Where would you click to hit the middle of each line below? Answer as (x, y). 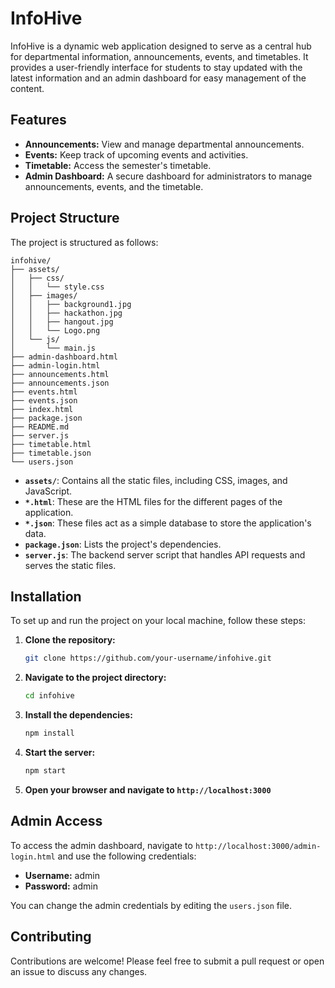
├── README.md (40, 427)
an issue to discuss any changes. (79, 971)
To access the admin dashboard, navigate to (101, 845)
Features (38, 120)
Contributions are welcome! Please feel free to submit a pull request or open (167, 961)
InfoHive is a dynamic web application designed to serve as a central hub (161, 46)
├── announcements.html (60, 374)
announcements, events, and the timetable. (114, 186)
